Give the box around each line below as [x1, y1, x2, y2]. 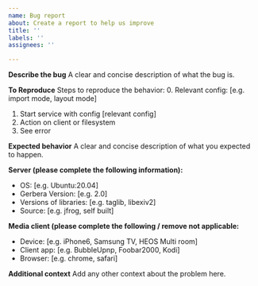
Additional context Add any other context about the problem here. [8, 269, 226, 279]
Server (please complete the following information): [8, 165, 183, 175]
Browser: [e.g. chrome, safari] [19, 253, 118, 263]
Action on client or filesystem [19, 118, 116, 127]
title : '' [8, 26, 41, 34]
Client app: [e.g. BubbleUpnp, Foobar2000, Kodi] [19, 245, 180, 255]
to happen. [8, 150, 44, 160]
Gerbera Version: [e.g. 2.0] [19, 189, 108, 199]
